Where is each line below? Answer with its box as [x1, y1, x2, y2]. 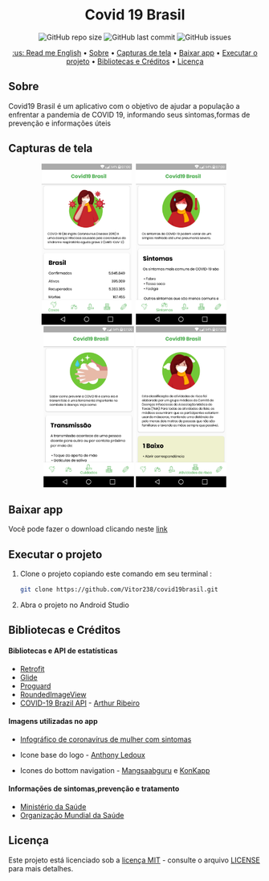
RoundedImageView [19, 689, 87, 699]
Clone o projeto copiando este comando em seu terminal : [19, 569, 213, 579]
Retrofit [19, 664, 45, 673]
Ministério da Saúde [19, 802, 87, 812]
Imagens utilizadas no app [8, 717, 98, 726]
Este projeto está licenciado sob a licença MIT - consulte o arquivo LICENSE [8, 855, 261, 865]
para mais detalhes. [8, 863, 74, 873]
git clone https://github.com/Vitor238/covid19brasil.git [19, 585, 218, 594]
